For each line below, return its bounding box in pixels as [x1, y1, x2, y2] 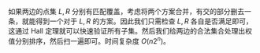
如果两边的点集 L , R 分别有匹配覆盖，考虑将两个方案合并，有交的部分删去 [8, 7, 245, 16]
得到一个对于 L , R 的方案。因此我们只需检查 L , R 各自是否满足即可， [35, 16, 254, 26]
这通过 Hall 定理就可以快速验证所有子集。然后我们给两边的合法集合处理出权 [8, 26, 252, 35]
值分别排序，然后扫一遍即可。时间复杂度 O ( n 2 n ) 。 [8, 35, 171, 45]
